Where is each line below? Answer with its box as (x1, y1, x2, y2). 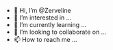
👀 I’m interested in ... (13, 14, 72, 22)
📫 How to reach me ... (13, 36, 77, 43)
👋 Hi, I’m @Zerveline (13, 7, 71, 14)
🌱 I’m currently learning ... (13, 21, 87, 28)
